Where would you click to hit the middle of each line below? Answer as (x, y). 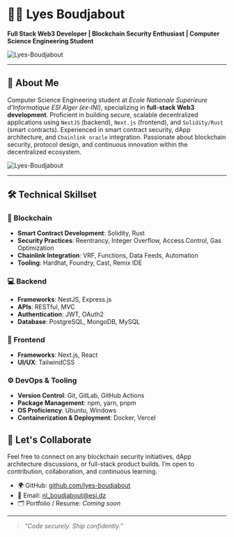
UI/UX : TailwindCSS (46, 362)
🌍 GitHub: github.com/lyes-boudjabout (74, 485)
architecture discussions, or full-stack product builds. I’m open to (101, 464)
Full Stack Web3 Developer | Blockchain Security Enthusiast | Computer (114, 34)
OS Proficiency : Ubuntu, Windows (67, 411)
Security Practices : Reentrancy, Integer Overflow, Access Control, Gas (119, 241)
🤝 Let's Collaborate (49, 440)
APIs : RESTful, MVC (46, 307)
